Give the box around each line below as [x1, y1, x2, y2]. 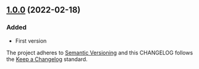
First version [15, 37, 47, 45]
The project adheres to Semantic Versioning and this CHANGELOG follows [6, 49, 194, 56]
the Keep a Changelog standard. [6, 55, 88, 63]
